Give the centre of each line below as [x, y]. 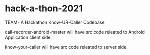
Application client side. [29, 37]
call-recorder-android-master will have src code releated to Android [75, 32]
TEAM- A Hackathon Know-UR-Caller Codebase [55, 22]
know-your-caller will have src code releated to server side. [67, 47]
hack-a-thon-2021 [44, 9]
